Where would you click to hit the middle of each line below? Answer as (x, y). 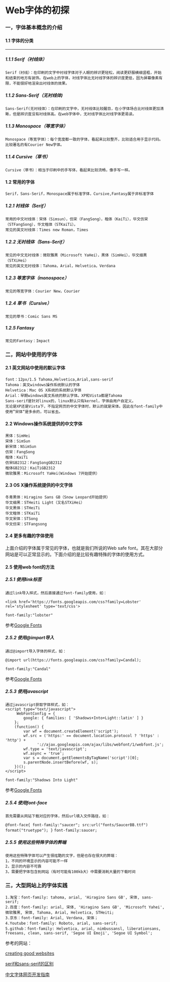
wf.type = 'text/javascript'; (55, 749)
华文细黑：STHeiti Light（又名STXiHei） (45, 502)
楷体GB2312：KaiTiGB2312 (30, 468)
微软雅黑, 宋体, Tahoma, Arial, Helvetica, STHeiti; (60, 912)
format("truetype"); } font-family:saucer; (51, 831)
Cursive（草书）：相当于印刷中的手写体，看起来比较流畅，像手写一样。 (69, 170)
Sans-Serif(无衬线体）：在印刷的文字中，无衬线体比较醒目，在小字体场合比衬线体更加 (83, 109)
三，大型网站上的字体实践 (36, 885)
